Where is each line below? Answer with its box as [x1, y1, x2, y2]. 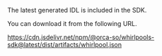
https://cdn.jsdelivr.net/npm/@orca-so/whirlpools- [7, 33, 155, 41]
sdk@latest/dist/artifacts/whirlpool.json [7, 41, 122, 48]
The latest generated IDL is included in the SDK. [7, 6, 147, 14]
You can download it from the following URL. [7, 20, 137, 27]
